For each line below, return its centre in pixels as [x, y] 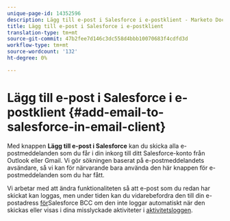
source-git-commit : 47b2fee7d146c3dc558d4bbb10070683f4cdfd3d [98, 39]
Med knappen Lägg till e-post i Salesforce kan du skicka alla [93, 146]
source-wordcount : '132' [42, 52]
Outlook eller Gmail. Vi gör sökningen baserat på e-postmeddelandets [106, 160]
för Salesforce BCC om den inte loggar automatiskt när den [123, 203]
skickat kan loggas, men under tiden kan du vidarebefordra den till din [106, 195]
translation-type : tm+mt [42, 32]
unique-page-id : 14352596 [44, 13]
